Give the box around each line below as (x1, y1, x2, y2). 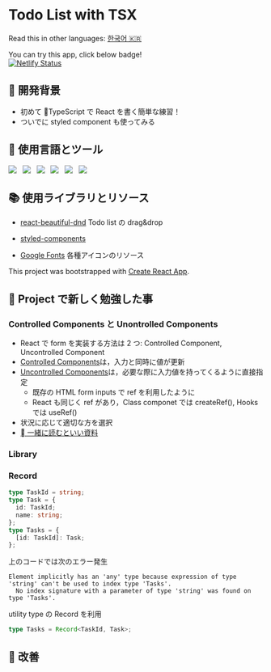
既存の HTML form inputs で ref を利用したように (32, 387, 196, 397)
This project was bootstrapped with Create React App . (8, 267, 190, 277)
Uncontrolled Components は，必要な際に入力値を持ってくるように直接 (19, 367, 256, 377)
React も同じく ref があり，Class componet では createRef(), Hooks (32, 398, 259, 408)
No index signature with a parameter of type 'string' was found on (15, 587, 252, 595)
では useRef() (32, 408, 78, 417)
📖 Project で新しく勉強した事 (8, 292, 154, 306)
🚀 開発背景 (8, 83, 61, 98)
